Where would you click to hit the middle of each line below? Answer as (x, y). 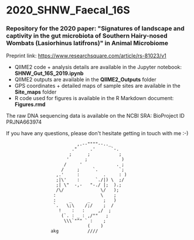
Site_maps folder (35, 92)
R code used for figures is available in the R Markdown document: (94, 98)
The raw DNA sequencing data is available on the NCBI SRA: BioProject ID (95, 116)
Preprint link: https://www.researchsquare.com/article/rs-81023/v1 (86, 56)
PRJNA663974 (24, 122)
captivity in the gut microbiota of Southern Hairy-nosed (87, 36)
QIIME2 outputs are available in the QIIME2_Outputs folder (85, 80)
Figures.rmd (30, 104)
